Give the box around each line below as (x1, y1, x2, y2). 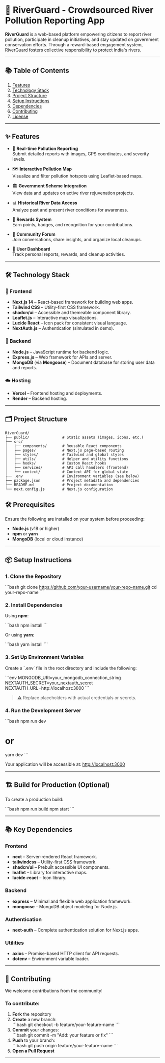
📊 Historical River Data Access (12, 200, 78, 206)
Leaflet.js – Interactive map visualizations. (12, 315, 98, 321)
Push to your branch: (12, 1037, 55, 1043)
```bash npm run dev (5, 718, 46, 724)
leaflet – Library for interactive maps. (12, 870, 87, 876)
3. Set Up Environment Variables (5, 654, 84, 661)
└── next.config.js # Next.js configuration (5, 487, 113, 492)
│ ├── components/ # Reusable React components (5, 443, 122, 448)
